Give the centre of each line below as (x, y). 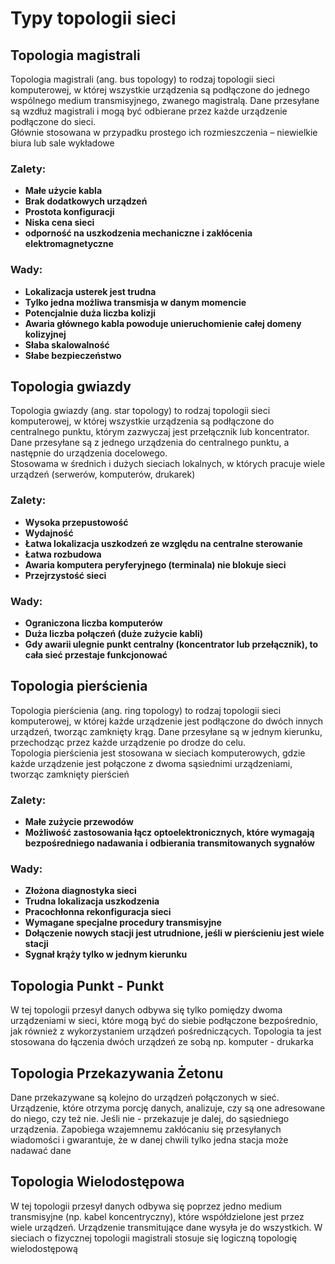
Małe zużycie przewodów (79, 822)
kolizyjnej (45, 334)
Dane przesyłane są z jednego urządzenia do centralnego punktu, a (150, 443)
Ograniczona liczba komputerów (93, 623)
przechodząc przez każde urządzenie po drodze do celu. (128, 742)
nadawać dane (41, 1151)
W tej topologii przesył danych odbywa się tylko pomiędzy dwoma (146, 1010)
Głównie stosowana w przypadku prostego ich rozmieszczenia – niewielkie (164, 132)
